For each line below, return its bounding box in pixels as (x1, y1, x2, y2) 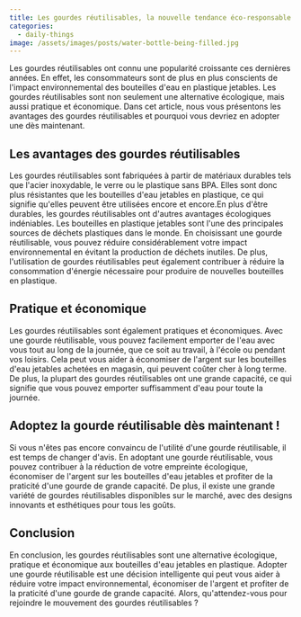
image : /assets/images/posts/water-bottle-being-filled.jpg (9, 38, 240, 48)
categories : (9, 22, 54, 31)
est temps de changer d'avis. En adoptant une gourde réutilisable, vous (9, 452, 274, 462)
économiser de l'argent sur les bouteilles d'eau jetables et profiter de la (9, 470, 274, 481)
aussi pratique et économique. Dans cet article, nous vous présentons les (9, 101, 281, 112)
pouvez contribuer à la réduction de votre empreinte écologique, (9, 461, 249, 472)
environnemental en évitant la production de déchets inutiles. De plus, (9, 246, 268, 257)
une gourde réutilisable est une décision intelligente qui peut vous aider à (9, 568, 280, 579)
